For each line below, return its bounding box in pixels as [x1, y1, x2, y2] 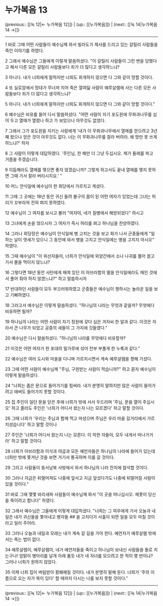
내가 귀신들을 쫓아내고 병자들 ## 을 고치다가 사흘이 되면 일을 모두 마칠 [14, 514, 147, 519]
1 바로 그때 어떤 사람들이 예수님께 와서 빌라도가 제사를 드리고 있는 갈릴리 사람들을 [5, 41, 158, 47]
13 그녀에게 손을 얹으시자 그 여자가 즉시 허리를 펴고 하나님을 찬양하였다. [5, 220, 140, 226]
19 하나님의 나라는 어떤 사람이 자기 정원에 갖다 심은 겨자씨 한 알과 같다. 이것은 [5, 319, 151, 324]
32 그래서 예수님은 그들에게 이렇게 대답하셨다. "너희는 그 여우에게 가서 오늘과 [5, 508, 151, 514]
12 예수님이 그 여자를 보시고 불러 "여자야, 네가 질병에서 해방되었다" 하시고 [5, 210, 144, 215]
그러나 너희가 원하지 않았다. [5, 559, 57, 565]
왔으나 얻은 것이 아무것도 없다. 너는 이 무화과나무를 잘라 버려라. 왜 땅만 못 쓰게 [10, 134, 158, 140]
